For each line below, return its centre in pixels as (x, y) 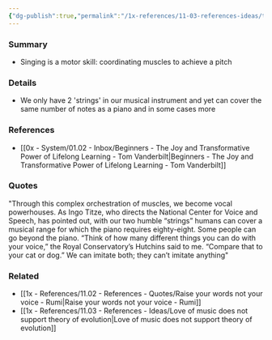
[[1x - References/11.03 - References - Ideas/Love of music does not (134, 311)
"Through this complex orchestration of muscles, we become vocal (121, 203)
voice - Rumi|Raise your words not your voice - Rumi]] (110, 302)
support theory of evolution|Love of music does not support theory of (136, 320)
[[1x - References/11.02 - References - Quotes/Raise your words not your (141, 294)
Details (23, 83)
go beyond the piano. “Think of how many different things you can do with (132, 238)
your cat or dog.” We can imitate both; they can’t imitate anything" (119, 255)
